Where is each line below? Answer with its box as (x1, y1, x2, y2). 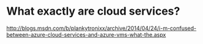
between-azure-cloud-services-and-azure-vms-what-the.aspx (6, 31, 166, 38)
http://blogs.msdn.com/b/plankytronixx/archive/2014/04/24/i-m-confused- (6, 24, 197, 32)
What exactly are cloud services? (6, 4, 180, 18)
